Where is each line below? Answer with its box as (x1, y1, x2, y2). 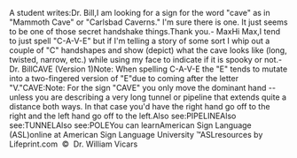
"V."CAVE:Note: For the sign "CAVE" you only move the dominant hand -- (9, 83, 277, 93)
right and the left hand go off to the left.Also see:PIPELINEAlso (9, 110, 237, 121)
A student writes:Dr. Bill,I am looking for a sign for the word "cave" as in (9, 8, 270, 18)
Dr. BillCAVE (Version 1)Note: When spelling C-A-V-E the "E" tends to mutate (9, 64, 288, 74)
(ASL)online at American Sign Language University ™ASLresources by (9, 130, 263, 139)
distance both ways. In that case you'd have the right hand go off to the (9, 102, 270, 111)
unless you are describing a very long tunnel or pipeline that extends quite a (9, 92, 286, 102)
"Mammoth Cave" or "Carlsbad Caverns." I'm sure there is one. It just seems (9, 17, 288, 27)
